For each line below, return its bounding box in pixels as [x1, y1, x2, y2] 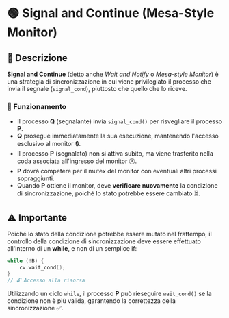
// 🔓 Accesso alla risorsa [7, 277, 85, 284]
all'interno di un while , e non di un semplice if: [7, 245, 137, 253]
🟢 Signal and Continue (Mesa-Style [7, 5, 215, 21]
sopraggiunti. [16, 174, 55, 182]
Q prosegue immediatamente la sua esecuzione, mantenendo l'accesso [16, 132, 219, 140]
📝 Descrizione [7, 52, 68, 64]
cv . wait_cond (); [19, 264, 66, 271]
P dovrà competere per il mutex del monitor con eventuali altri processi [16, 167, 217, 175]
